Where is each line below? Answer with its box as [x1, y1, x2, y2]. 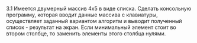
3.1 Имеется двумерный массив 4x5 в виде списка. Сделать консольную [6, 5, 192, 12]
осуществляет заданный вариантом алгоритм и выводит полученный [6, 18, 182, 24]
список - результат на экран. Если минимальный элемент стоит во [6, 24, 176, 31]
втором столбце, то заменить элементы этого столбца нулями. [6, 30, 166, 37]
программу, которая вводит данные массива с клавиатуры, [6, 11, 158, 18]
